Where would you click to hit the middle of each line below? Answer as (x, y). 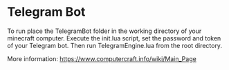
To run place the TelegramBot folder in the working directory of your (104, 31)
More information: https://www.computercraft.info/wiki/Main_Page (102, 58)
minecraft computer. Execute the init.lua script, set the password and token (114, 38)
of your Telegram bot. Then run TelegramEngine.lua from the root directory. (115, 45)
